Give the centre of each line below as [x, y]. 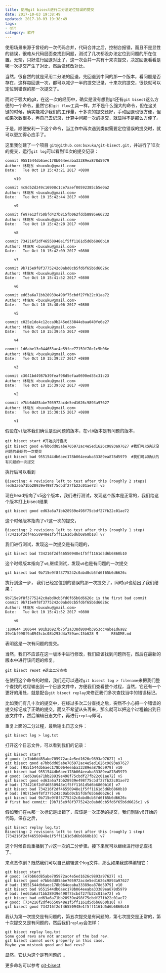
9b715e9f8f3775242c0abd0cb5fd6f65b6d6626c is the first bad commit [76, 598]
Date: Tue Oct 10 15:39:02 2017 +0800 [47, 385]
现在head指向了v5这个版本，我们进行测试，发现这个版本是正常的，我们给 [80, 495]
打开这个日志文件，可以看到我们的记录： [46, 745]
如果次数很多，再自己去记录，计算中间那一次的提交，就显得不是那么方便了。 [83, 118]
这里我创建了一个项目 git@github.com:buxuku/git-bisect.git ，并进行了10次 [83, 145]
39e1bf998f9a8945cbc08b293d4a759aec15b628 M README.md [68, 634]
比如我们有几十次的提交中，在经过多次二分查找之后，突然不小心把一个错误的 [83, 703]
